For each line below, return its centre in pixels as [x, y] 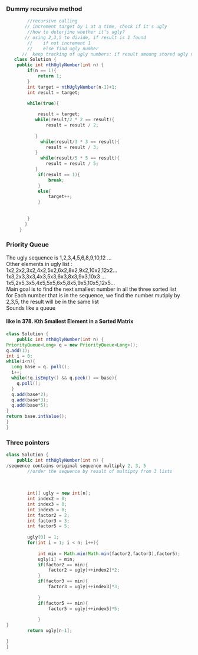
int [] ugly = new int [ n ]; [59, 493]
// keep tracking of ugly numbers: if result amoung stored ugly [105, 54]
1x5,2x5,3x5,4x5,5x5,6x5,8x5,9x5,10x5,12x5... [61, 283]
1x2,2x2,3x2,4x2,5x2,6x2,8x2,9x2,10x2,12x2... [62, 270]
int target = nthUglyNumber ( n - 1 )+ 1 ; [72, 87]
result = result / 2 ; [72, 125]
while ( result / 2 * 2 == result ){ [75, 120]
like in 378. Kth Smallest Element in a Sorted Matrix [70, 322]
